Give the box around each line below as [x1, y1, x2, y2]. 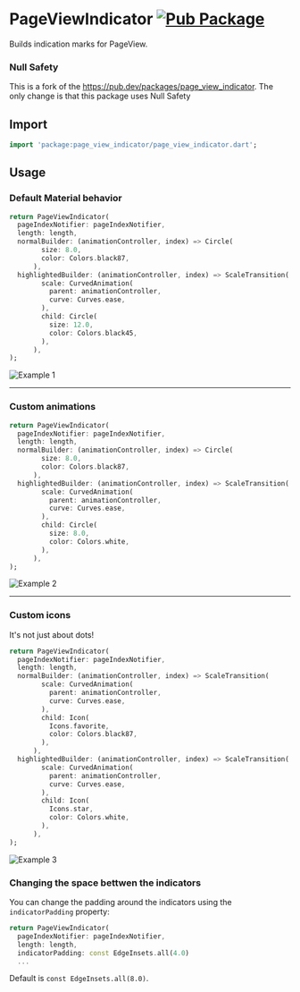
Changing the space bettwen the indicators [9, 877, 202, 889]
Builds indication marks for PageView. [9, 38, 148, 49]
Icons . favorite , [48, 721, 110, 731]
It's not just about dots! [9, 629, 95, 640]
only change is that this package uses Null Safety [9, 90, 191, 102]
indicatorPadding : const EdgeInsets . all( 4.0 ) [17, 948, 190, 957]
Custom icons [9, 609, 71, 622]
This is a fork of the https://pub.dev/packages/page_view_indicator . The [9, 81, 274, 92]
